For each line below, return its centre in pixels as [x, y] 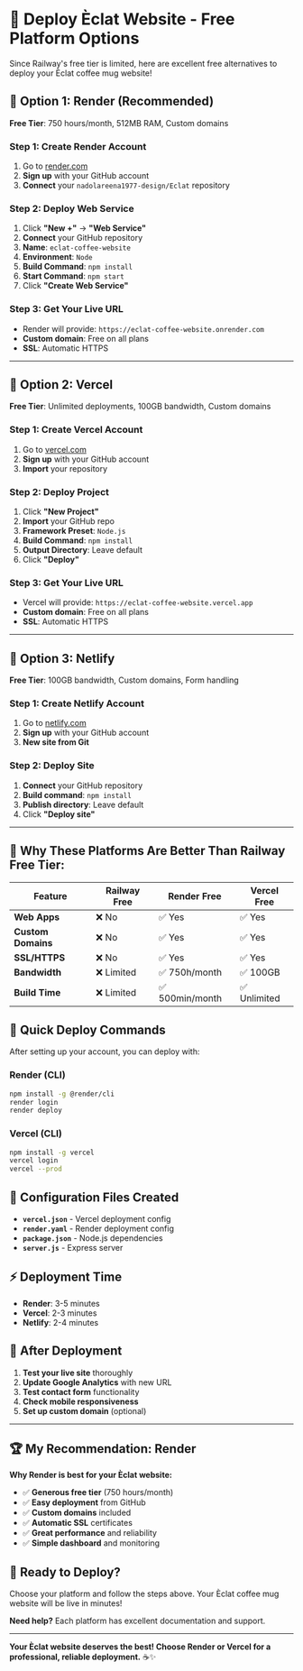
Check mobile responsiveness [80, 1401]
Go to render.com [55, 166]
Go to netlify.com [55, 723]
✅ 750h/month [190, 972]
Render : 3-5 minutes [61, 1303]
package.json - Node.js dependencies [93, 1238]
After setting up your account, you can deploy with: [105, 1051]
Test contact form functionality [81, 1391]
